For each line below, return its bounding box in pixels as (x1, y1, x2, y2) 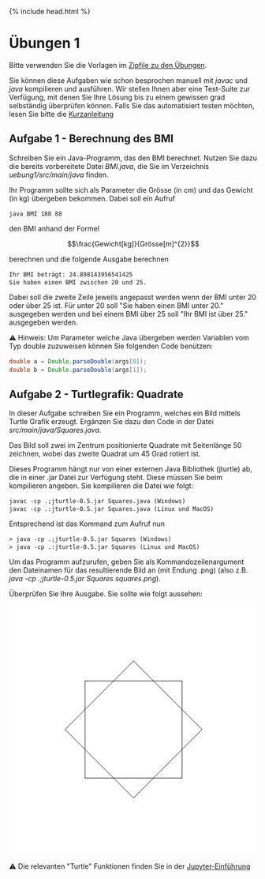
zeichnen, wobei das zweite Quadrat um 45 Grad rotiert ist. (9, 449, 201, 459)
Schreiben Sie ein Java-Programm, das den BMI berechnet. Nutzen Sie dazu (9, 153, 257, 163)
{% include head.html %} (9, 7, 91, 16)
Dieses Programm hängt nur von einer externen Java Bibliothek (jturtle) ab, (9, 464, 253, 474)
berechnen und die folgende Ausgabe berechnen (9, 254, 169, 264)
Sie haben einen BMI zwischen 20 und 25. (9, 278, 147, 287)
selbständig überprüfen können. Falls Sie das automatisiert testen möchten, (9, 100, 255, 110)
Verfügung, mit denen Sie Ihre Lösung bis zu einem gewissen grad (9, 92, 226, 102)
